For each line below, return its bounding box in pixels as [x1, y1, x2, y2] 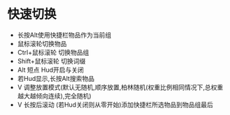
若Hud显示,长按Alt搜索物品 [17, 74, 94, 82]
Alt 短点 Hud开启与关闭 [17, 66, 84, 74]
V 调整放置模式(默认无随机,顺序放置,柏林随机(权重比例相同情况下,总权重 [17, 83, 224, 91]
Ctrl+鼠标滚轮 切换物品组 [17, 48, 89, 56]
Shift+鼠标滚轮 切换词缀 [17, 56, 86, 65]
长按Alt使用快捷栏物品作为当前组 [17, 31, 112, 39]
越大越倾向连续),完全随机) [17, 91, 92, 100]
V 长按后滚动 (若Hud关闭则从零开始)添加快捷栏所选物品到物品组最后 [17, 100, 213, 109]
